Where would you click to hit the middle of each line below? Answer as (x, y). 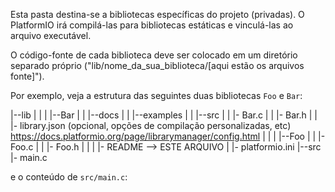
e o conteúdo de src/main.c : (69, 177)
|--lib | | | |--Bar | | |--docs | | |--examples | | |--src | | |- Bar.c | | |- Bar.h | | (164, 115)
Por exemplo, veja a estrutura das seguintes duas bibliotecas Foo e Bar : (156, 95)
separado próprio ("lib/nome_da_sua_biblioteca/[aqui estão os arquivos (157, 65)
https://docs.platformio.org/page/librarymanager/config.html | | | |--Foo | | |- (168, 136)
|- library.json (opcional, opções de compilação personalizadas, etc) (151, 125)
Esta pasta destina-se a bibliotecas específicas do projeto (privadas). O (157, 14)
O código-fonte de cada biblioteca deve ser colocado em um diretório (154, 55)
